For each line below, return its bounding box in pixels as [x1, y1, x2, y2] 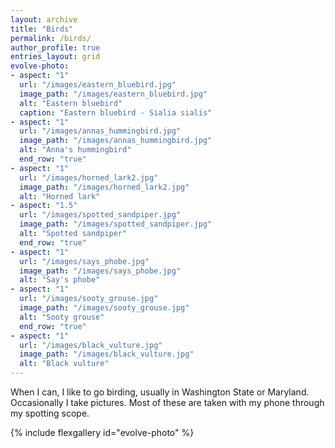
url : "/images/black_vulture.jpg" [19, 340, 163, 350]
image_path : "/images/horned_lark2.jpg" [19, 182, 190, 192]
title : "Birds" [10, 24, 74, 34]
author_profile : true [10, 42, 101, 53]
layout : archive [10, 14, 78, 25]
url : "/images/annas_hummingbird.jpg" [19, 126, 182, 136]
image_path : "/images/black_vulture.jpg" [19, 349, 195, 360]
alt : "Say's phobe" [19, 275, 101, 285]
